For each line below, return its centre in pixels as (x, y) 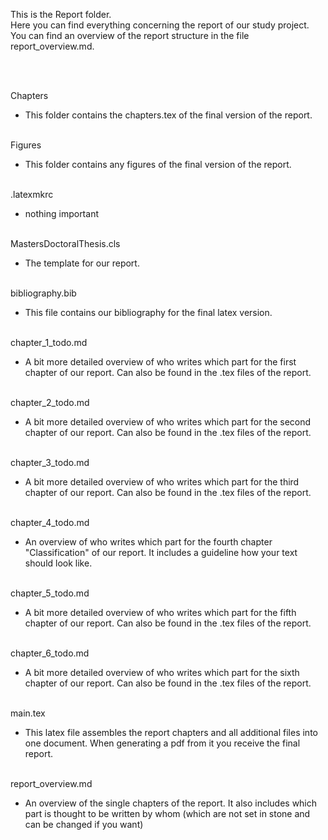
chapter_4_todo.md (50, 522)
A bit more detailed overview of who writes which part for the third (162, 482)
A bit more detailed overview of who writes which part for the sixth (162, 672)
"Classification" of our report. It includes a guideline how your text (161, 552)
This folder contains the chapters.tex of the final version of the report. (168, 115)
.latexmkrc (32, 194)
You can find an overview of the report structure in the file (130, 35)
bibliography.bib (43, 293)
